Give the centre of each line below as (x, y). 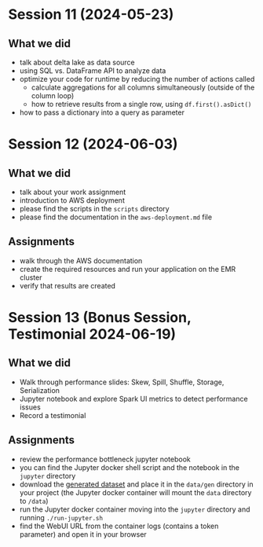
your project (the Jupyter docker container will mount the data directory (135, 492)
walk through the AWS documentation (81, 260)
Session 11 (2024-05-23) (91, 15)
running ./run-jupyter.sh (61, 517)
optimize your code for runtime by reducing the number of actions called (137, 79)
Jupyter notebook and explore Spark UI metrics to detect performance (134, 398)
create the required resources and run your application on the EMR (128, 269)
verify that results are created (68, 285)
